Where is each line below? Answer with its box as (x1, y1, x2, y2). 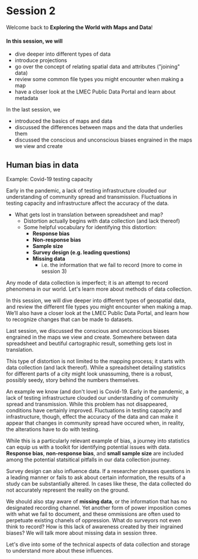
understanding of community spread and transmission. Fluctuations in (6, 193, 177, 200)
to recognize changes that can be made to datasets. (6, 316, 133, 323)
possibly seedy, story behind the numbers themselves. (6, 376, 140, 383)
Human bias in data (6, 160, 79, 170)
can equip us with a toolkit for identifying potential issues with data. (6, 443, 171, 451)
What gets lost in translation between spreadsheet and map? (14, 211, 164, 218)
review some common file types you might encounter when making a (14, 76, 184, 83)
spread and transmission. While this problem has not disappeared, (6, 400, 168, 407)
